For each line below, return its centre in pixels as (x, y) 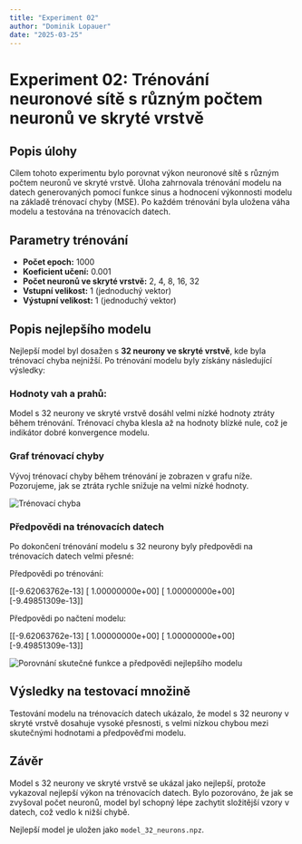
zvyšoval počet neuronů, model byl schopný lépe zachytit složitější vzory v (150, 802)
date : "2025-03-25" (46, 34)
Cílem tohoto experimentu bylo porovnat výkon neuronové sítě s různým (144, 173)
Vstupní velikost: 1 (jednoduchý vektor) (97, 291)
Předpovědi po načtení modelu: (68, 618)
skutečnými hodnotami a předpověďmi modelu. (98, 732)
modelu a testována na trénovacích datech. (90, 212)
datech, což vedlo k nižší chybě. (69, 811)
